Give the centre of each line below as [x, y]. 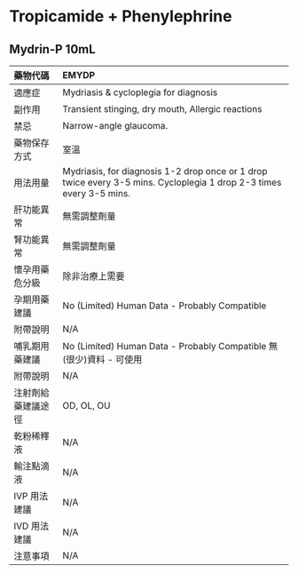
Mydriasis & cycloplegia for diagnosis [140, 92]
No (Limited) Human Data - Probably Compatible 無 [170, 346]
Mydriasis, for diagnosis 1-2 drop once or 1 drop [165, 171]
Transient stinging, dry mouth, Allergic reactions [162, 109]
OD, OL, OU [86, 406]
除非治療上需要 [94, 276]
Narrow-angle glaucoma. [115, 126]
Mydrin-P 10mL [52, 49]
